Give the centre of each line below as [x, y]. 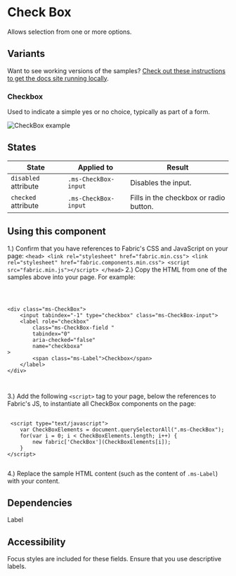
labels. [17, 566]
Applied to [96, 167]
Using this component [57, 232]
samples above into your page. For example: [71, 277]
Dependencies [40, 503]
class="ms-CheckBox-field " [73, 328]
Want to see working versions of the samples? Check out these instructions [117, 70]
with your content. [34, 481]
